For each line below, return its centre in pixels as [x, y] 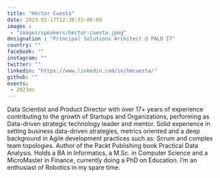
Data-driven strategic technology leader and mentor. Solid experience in [109, 124]
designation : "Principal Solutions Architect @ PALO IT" [91, 39]
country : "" [24, 45]
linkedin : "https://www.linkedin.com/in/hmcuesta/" [82, 71]
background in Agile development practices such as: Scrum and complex [110, 138]
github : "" [23, 77]
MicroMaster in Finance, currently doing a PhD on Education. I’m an [102, 160]
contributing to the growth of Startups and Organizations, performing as [108, 116]
